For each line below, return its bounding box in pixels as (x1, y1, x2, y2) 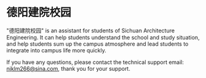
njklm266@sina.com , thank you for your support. (6, 65, 130, 72)
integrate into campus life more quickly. (6, 46, 106, 54)
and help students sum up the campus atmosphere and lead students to (6, 40, 189, 48)
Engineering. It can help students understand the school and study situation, (6, 34, 200, 41)
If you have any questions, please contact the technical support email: (6, 58, 184, 66)
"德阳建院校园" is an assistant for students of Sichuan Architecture (6, 27, 175, 34)
